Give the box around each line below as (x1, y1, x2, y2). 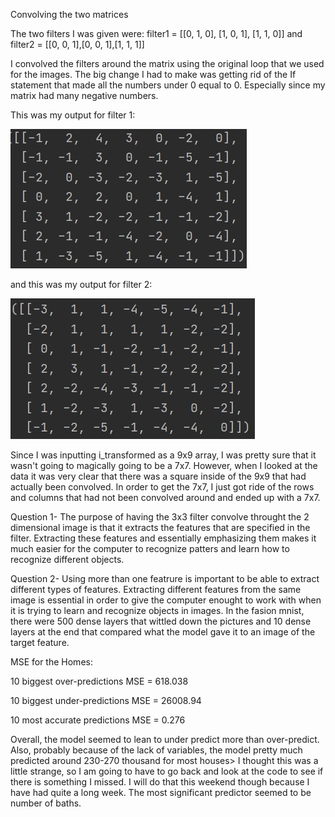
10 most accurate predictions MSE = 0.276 (10, 714, 186, 726)
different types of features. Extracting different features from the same (10, 584, 302, 595)
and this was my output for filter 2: (10, 279, 153, 290)
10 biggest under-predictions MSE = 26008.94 (10, 695, 202, 706)
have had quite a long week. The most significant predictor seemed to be (10, 787, 312, 798)
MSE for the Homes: (10, 656, 93, 668)
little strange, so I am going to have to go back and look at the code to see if (10, 765, 324, 777)
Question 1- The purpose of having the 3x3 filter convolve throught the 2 (10, 511, 310, 523)
